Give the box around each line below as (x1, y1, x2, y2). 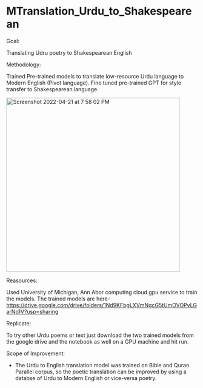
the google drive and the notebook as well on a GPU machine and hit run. (6, 338, 189, 345)
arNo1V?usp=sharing (6, 308, 59, 315)
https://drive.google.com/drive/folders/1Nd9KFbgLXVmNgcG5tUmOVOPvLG (6, 301, 197, 308)
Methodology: (6, 61, 41, 68)
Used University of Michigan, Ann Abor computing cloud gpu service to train (6, 288, 198, 296)
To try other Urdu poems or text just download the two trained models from (6, 331, 194, 339)
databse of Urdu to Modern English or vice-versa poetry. (15, 374, 157, 381)
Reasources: (6, 277, 38, 284)
